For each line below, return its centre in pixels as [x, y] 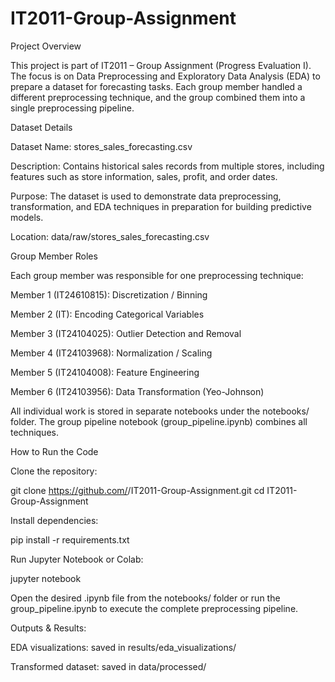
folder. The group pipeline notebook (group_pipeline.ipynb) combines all [159, 421]
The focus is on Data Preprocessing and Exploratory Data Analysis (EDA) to [165, 76]
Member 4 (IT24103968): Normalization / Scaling [111, 353]
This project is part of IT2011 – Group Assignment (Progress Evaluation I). [161, 65]
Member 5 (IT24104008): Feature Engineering [105, 372]
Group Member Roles [54, 256]
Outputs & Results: [48, 628]
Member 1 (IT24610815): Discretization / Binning [109, 294]
